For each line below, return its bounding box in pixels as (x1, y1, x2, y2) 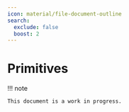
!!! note (7, 84, 28, 93)
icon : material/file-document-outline (7, 10, 122, 18)
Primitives (7, 61, 69, 77)
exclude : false (13, 23, 59, 30)
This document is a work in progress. (7, 98, 122, 105)
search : (7, 17, 30, 24)
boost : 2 (13, 30, 40, 38)
